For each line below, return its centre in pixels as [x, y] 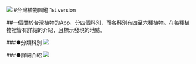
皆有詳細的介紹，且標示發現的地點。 [61, 30]
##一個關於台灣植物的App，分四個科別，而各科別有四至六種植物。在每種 [95, 23]
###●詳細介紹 [24, 55]
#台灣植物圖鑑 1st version [45, 10]
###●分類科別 [24, 43]
